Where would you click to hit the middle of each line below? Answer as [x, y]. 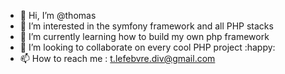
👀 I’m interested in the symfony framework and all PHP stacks [146, 26]
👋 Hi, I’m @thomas [58, 15]
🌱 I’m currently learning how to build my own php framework [144, 36]
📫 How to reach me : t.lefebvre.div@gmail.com [117, 58]
